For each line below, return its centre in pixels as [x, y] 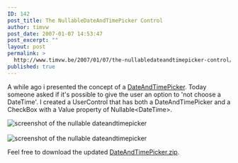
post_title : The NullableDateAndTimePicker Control [85, 21]
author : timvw [28, 27]
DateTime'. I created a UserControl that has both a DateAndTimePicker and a [119, 102]
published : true [31, 67]
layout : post [27, 47]
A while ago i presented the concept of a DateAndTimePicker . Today [107, 86]
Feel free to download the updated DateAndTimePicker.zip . [93, 152]
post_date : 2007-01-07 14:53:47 [55, 34]
